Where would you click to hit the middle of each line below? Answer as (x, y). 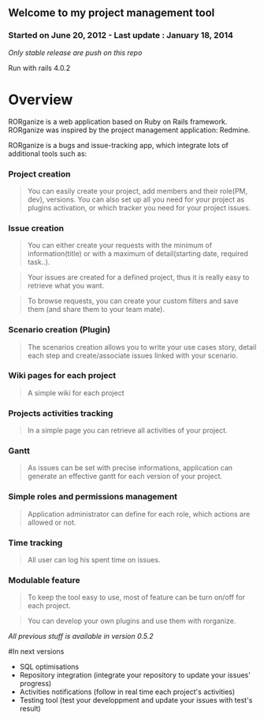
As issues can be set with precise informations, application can (130, 468)
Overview (41, 100)
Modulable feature (44, 580)
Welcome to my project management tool (112, 13)
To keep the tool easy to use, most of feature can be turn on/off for (136, 597)
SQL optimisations (49, 667)
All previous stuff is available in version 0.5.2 (81, 636)
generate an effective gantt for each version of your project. (125, 477)
